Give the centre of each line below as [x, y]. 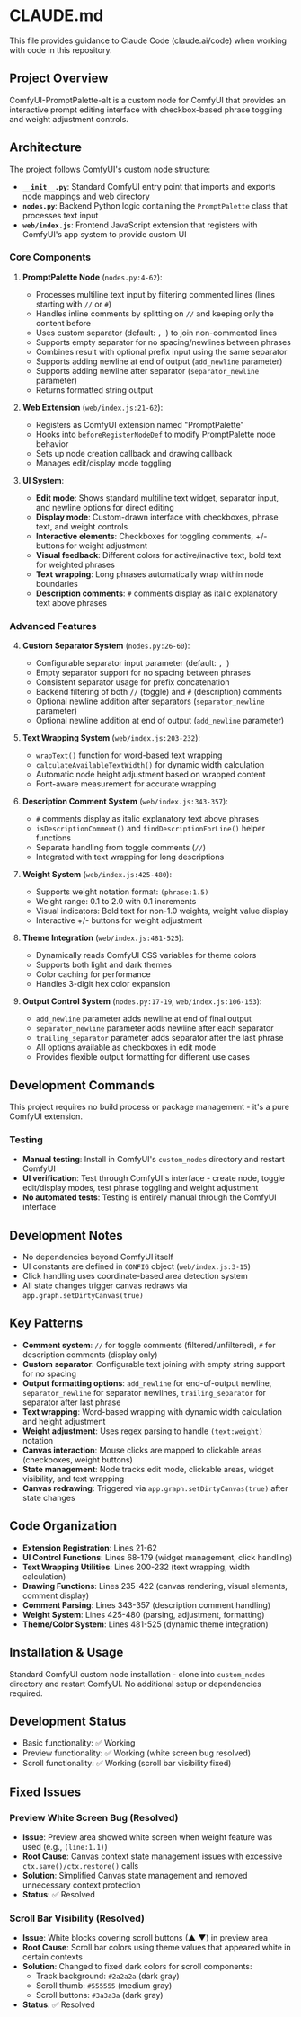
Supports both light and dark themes [104, 965]
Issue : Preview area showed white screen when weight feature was [147, 1837]
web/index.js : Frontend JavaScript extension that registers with [140, 225]
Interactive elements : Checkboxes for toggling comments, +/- [151, 536]
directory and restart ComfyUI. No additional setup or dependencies [136, 1684]
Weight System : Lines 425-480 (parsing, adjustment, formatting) [143, 1614]
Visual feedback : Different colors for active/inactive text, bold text [159, 555]
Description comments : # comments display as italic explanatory [156, 593]
